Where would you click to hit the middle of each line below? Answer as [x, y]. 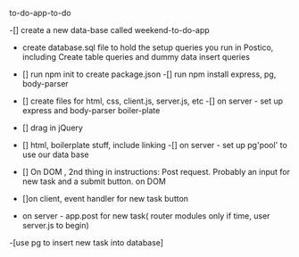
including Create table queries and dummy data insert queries [136, 57]
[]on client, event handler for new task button [105, 199]
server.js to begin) [55, 225]
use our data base [55, 154]
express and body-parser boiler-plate [91, 110]
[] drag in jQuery [52, 128]
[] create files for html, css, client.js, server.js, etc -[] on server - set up [153, 101]
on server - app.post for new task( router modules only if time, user [146, 216]
